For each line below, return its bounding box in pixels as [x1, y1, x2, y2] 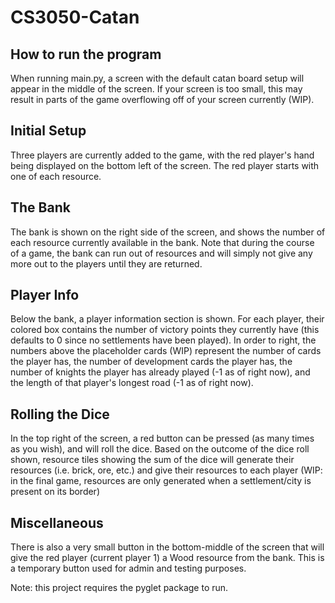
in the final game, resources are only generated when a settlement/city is [10, 475, 312, 487]
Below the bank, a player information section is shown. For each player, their [10, 313, 325, 325]
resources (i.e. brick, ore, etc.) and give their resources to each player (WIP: [10, 464, 323, 476]
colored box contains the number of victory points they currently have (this [10, 324, 320, 336]
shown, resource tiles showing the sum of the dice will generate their [10, 454, 295, 466]
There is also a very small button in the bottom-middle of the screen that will [10, 541, 325, 553]
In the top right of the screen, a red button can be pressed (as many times [10, 432, 315, 445]
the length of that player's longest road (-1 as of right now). [10, 377, 254, 389]
